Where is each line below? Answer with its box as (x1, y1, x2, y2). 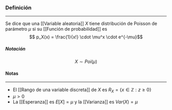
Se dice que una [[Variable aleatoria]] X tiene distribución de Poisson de (5, 20, 158, 27)
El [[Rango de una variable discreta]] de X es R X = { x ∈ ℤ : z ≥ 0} (12, 86, 152, 94)
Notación (5, 46, 26, 52)
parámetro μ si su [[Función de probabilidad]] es (5, 26, 107, 32)
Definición (5, 4, 32, 11)
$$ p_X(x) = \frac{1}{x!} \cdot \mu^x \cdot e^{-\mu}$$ (29, 34, 143, 40)
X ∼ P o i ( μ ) (75, 58, 97, 65)
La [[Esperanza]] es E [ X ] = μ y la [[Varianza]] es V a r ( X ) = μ (12, 99, 138, 105)
